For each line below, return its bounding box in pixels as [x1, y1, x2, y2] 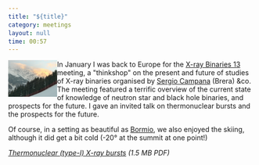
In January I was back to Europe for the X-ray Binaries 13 [57, 59, 241, 70]
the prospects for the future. [8, 109, 99, 119]
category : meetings [8, 20, 72, 29]
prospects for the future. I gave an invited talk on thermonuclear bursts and [8, 102, 250, 111]
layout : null [8, 29, 51, 37]
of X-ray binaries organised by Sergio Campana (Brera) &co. [57, 77, 252, 86]
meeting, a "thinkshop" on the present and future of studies [57, 68, 249, 77]
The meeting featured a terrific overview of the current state [57, 84, 252, 94]
